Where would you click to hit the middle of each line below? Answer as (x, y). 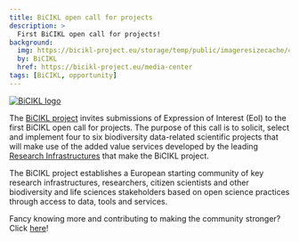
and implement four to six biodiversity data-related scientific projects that (144, 137)
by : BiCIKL (37, 59)
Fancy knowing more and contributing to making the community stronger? (145, 218)
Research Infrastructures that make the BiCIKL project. (109, 156)
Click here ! (29, 228)
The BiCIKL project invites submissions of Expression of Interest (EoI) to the (148, 117)
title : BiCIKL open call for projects (81, 17)
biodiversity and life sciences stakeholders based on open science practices (149, 191)
